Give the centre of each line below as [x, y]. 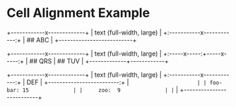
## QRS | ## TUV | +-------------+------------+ [99, 61]
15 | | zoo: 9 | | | [100, 89]
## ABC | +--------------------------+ [82, 39]
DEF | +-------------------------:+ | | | [117, 82]
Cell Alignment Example [78, 13]
